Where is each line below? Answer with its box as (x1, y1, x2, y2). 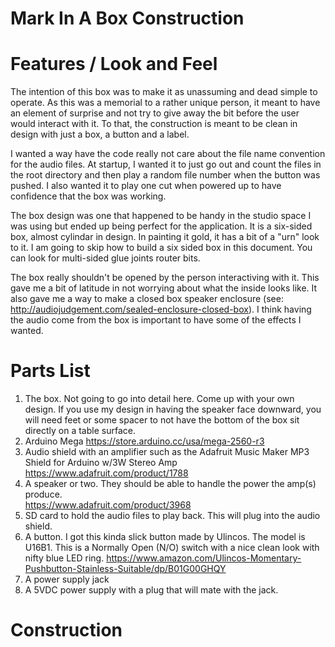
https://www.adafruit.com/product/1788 (24, 467, 189, 479)
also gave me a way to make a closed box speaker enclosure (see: (10, 293, 284, 305)
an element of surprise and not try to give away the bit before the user (10, 107, 300, 119)
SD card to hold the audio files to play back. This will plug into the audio (24, 510, 321, 522)
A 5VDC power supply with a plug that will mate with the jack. (24, 584, 279, 596)
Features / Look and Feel (10, 53, 218, 76)
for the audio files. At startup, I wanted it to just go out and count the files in (10, 158, 322, 171)
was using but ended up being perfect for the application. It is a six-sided (10, 220, 313, 232)
